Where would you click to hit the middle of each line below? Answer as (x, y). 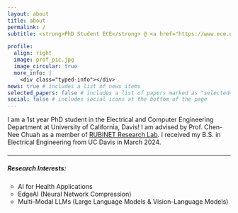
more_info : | (33, 73)
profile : (20, 47)
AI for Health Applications (55, 186)
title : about (27, 21)
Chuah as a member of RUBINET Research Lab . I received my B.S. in (121, 135)
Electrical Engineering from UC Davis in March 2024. (84, 142)
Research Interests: (37, 168)
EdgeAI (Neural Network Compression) (74, 194)
